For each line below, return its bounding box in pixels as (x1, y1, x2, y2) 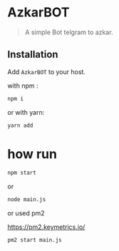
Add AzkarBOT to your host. (7, 67, 86, 76)
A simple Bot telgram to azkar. (24, 28, 113, 36)
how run (7, 145, 57, 162)
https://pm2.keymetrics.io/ (7, 222, 86, 232)
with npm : (7, 81, 38, 90)
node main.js (7, 196, 46, 203)
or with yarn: (7, 108, 45, 116)
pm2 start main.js (7, 237, 62, 244)
